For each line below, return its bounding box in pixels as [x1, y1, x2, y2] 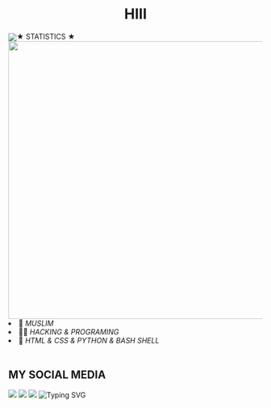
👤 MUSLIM [19, 318, 54, 328]
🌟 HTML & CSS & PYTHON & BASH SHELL [19, 336, 160, 346]
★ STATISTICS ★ [16, 32, 76, 41]
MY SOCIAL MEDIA [8, 368, 106, 381]
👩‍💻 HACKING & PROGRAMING [19, 327, 119, 337]
